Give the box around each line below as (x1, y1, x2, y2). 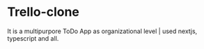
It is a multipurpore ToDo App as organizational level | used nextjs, (7, 27, 198, 35)
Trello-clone (7, 4, 80, 20)
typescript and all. (7, 34, 59, 42)
